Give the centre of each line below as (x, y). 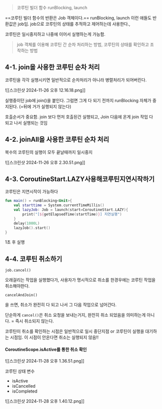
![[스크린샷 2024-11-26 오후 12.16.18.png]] (45, 90)
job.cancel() (18, 271)
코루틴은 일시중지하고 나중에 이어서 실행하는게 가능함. (55, 34)
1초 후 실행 (15, 242)
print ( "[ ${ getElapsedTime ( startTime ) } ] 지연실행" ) (72, 214)
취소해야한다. (17, 286)
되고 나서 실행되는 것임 (26, 122)
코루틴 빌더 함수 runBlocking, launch (52, 8)
